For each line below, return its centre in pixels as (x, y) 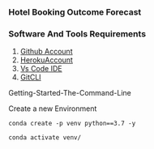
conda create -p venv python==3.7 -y (72, 124)
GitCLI (31, 77)
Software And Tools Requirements (77, 33)
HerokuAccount (46, 60)
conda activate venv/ (45, 138)
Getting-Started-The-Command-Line (70, 93)
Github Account (46, 52)
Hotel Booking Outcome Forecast (75, 12)
